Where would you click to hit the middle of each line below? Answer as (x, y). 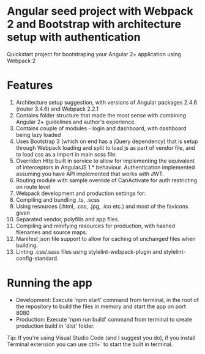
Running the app (50, 283)
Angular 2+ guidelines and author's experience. (76, 122)
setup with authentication (74, 37)
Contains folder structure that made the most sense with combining (101, 115)
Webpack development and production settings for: (81, 193)
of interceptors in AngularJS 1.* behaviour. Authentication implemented (105, 167)
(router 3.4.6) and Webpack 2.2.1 (57, 109)
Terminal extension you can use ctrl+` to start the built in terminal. (90, 344)
